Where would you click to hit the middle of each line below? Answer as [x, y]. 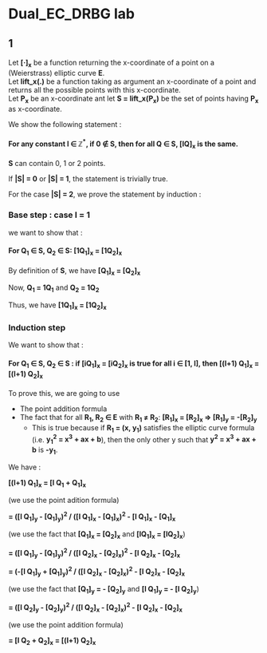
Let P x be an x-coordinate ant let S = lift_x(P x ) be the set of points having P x [133, 99]
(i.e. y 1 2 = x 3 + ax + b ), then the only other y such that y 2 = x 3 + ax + [144, 439]
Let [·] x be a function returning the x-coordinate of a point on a [112, 63]
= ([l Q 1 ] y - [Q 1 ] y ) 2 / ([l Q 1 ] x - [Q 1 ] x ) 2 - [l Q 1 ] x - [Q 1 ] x [92, 517]
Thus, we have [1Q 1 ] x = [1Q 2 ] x [57, 306]
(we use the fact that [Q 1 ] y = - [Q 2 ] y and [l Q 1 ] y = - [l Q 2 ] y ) [104, 590]
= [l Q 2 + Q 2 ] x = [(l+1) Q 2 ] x [52, 641]
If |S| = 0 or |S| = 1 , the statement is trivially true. [88, 179]
